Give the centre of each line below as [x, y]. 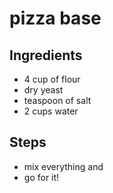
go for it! [41, 177]
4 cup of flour [52, 79]
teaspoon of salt [57, 100]
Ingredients [46, 55]
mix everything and [63, 166]
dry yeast [43, 90]
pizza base [55, 18]
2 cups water [51, 111]
